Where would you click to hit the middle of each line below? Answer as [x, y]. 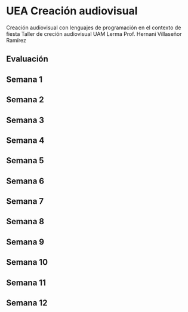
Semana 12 [27, 303]
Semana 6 [25, 181]
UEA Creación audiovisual [72, 11]
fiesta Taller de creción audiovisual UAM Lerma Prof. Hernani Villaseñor [94, 33]
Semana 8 [25, 221]
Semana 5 [25, 160]
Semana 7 [25, 201]
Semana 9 [25, 242]
